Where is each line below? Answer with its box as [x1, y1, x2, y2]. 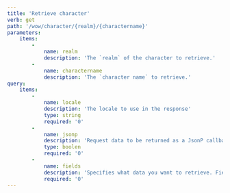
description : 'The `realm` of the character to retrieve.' [43, 55, 216, 62]
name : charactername [43, 67, 103, 74]
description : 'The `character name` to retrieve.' [43, 73, 192, 81]
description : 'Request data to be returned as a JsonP [43, 138, 204, 144]
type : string [43, 112, 81, 118]
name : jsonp [43, 131, 78, 138]
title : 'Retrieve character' [7, 10, 90, 17]
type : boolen [43, 144, 81, 151]
